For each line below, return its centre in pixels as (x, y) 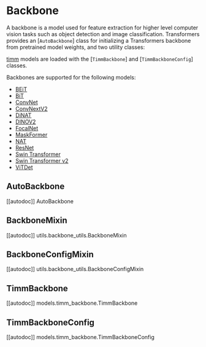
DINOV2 (25, 121)
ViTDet (24, 167)
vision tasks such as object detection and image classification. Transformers (103, 34)
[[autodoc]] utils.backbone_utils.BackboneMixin (67, 235)
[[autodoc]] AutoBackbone (40, 201)
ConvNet (26, 102)
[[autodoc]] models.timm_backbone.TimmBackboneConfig (81, 337)
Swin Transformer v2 (42, 160)
